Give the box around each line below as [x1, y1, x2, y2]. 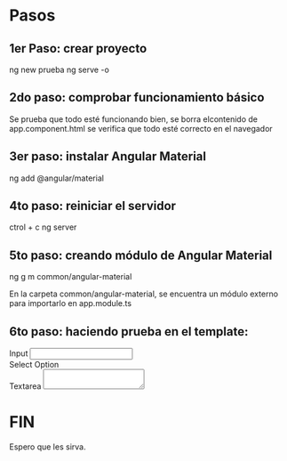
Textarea [9, 381, 42, 392]
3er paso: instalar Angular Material [9, 149, 207, 165]
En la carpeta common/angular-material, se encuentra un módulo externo [9, 288, 278, 299]
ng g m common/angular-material [9, 271, 132, 282]
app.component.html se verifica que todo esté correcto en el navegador [9, 123, 273, 133]
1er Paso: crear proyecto [9, 41, 147, 56]
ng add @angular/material [9, 173, 105, 183]
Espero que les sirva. [9, 441, 86, 452]
